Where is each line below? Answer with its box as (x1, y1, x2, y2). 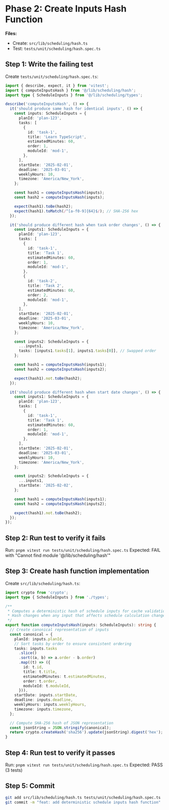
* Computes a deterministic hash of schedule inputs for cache (7, 608, 143, 614)
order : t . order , (23, 679, 57, 684)
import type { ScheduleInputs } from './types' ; (5, 595, 109, 600)
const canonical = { (10, 632, 53, 637)
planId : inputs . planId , (14, 636, 64, 641)
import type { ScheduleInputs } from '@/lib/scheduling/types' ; (5, 93, 143, 98)
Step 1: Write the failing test (5, 60, 94, 68)
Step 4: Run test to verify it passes (5, 748, 116, 757)
